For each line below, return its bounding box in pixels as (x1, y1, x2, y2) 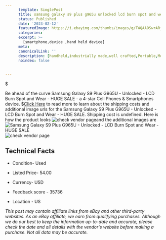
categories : (18, 30, 43, 35)
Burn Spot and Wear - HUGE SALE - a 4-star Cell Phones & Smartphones (5, 96, 154, 102)
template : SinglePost (18, 7, 63, 12)
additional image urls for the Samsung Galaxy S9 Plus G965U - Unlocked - (5, 106, 157, 112)
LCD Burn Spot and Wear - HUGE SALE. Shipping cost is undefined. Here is (5, 112, 159, 117)
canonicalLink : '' (18, 49, 56, 54)
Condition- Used (12, 160, 46, 166)
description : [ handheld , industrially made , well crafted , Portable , (18, 53, 158, 59)
